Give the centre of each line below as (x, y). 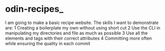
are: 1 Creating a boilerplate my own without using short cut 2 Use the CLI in (83, 27)
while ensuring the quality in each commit (48, 43)
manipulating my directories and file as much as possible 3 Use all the (76, 33)
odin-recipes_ (34, 9)
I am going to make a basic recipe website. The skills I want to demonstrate (82, 23)
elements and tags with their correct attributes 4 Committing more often (79, 38)
